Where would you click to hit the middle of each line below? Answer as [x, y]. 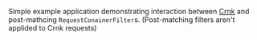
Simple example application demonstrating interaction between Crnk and [129, 11]
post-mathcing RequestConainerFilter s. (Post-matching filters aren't [122, 20]
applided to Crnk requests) [53, 28]
